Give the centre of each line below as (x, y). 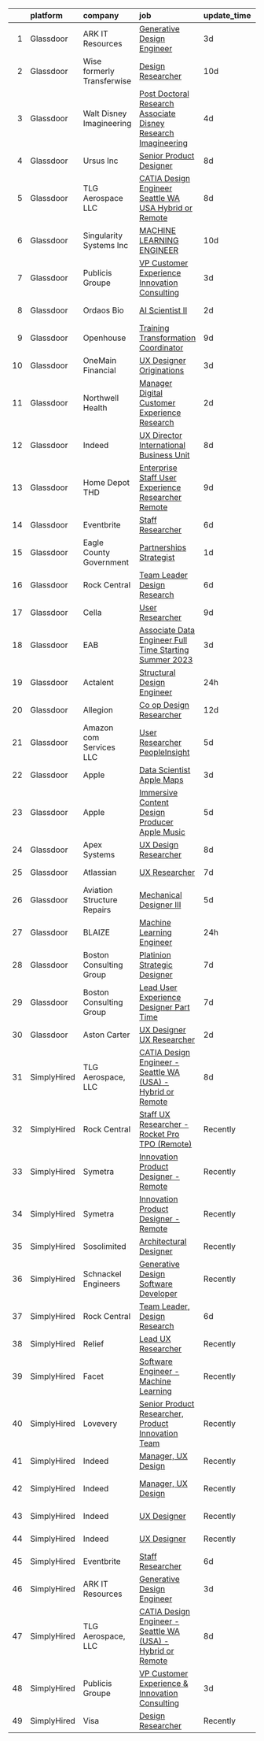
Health (95, 407)
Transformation (167, 338)
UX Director (161, 435)
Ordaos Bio (103, 310)
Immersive (158, 793)
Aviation (98, 890)
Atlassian (100, 872)
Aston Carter (106, 1035)
